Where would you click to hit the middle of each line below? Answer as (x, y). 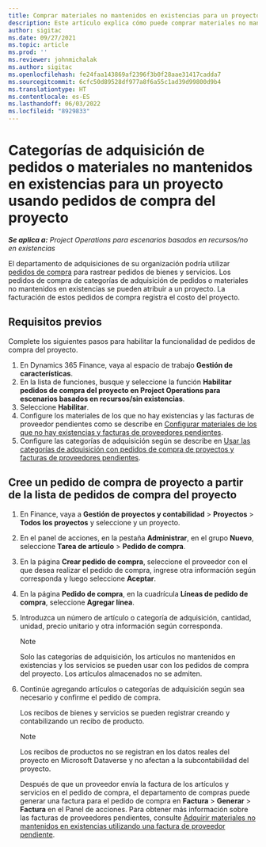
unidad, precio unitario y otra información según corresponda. (121, 626)
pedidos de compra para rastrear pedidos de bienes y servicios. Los (120, 272)
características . (46, 373)
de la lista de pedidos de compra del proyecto (123, 495)
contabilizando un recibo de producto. (82, 721)
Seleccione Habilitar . (54, 407)
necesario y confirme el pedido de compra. (90, 697)
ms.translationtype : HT (47, 89)
